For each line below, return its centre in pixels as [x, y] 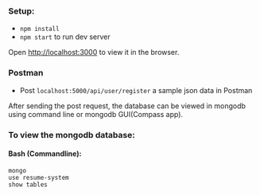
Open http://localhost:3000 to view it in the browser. [94, 53]
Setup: [21, 11]
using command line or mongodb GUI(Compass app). [96, 114]
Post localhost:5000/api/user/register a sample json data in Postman [136, 90]
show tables [28, 185]
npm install [39, 29]
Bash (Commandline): [45, 154]
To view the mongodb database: [72, 135]
